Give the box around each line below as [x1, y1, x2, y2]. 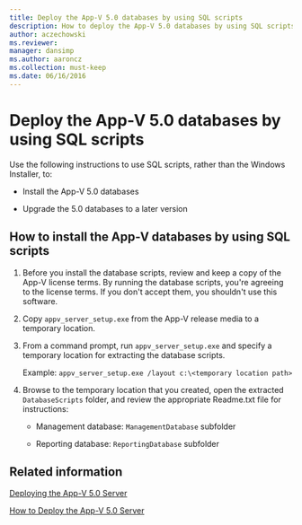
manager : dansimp [9, 47, 75, 56]
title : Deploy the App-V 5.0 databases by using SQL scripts [9, 13, 244, 22]
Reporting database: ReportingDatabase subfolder [35, 438, 220, 449]
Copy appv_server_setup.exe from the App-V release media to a [22, 313, 259, 324]
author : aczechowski [9, 30, 87, 39]
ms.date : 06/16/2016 [9, 72, 87, 81]
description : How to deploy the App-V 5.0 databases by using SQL [9, 22, 263, 31]
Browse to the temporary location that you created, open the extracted [22, 384, 285, 395]
